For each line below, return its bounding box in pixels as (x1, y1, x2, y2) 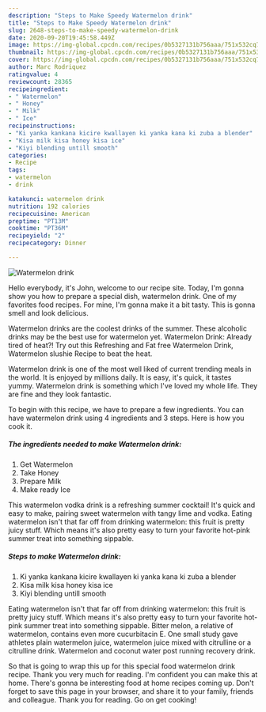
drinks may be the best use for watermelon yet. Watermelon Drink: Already (8, 331, 252, 341)
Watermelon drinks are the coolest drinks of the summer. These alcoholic (8, 324, 248, 333)
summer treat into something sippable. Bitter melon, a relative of (23, 620, 234, 630)
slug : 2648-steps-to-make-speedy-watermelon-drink (8, 26, 179, 34)
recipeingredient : (8, 85, 69, 93)
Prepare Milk (19, 476, 62, 486)
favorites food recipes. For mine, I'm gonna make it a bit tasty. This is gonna (8, 300, 256, 309)
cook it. (8, 421, 33, 431)
